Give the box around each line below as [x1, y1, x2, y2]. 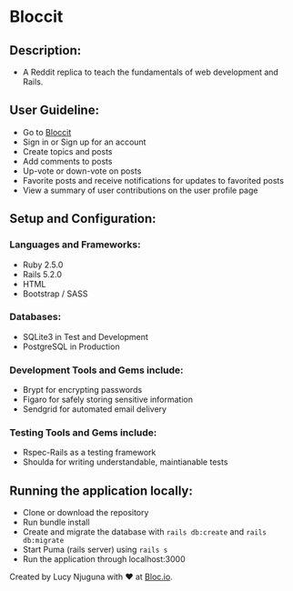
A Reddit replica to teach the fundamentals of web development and [22, 66, 279, 77]
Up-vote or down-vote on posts [22, 165, 142, 176]
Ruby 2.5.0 [22, 259, 64, 270]
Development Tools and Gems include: [9, 364, 184, 376]
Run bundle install [22, 516, 90, 528]
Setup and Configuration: [9, 211, 157, 226]
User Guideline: [9, 103, 100, 118]
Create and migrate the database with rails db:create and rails [22, 526, 267, 537]
